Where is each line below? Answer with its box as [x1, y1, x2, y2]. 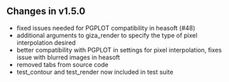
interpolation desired [16, 38, 76, 47]
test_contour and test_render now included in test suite [16, 68, 174, 76]
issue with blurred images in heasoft [16, 53, 120, 61]
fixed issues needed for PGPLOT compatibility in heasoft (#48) [16, 23, 196, 32]
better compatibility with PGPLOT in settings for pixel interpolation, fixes [16, 45, 222, 54]
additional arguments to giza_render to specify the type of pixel [16, 31, 198, 39]
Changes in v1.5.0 [6, 6, 86, 17]
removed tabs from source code [16, 60, 109, 68]
